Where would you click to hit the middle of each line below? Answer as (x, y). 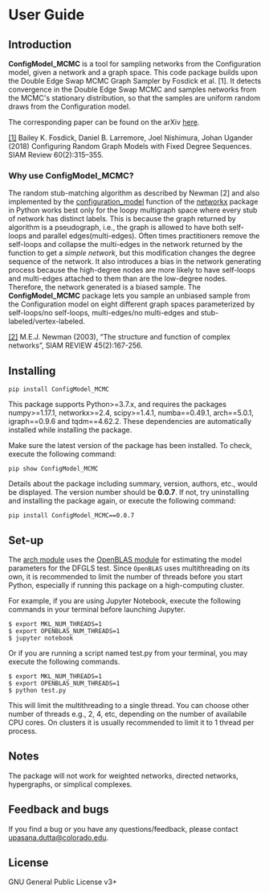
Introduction (40, 45)
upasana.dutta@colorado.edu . (59, 837)
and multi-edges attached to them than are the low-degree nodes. (118, 278)
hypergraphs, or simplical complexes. (70, 784)
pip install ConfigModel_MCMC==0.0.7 (71, 516)
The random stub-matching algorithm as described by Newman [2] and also (134, 193)
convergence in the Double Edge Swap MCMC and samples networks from (132, 89)
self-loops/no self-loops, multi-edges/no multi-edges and (104, 313)
